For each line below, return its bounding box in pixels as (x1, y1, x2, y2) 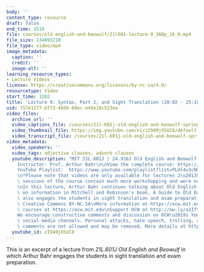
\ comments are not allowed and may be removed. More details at (17, 223, 186, 229)
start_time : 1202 (6, 93, 50, 100)
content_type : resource (6, 15, 67, 21)
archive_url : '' (12, 116, 53, 122)
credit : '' (12, 59, 39, 66)
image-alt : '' (12, 65, 47, 72)
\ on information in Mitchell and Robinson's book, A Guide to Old (17, 189, 191, 195)
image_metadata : (6, 49, 47, 55)
